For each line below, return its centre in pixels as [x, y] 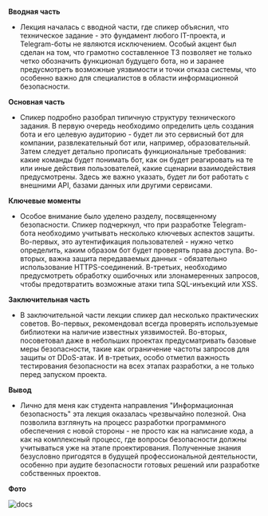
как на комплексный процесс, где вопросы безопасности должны [133, 439]
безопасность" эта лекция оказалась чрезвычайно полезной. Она [133, 414]
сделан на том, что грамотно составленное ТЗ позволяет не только [136, 52]
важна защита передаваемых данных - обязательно [138, 258]
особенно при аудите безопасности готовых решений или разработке [140, 465]
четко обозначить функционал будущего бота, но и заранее [122, 61]
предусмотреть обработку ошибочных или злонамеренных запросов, [140, 276]
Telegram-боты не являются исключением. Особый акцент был [128, 44]
